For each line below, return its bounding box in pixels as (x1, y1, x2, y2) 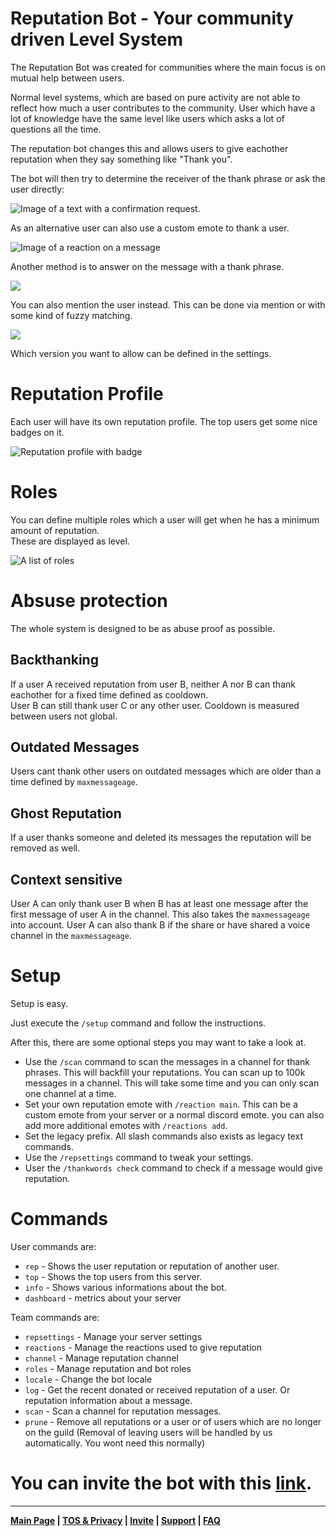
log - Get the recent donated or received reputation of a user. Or (24, 1383, 291, 1396)
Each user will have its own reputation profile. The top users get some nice (10, 415, 318, 427)
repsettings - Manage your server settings (24, 1330, 203, 1342)
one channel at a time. (24, 1087, 117, 1099)
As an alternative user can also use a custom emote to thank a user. (10, 222, 290, 234)
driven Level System (10, 28, 184, 51)
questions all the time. (10, 123, 102, 135)
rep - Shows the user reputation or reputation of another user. (24, 1260, 280, 1272)
